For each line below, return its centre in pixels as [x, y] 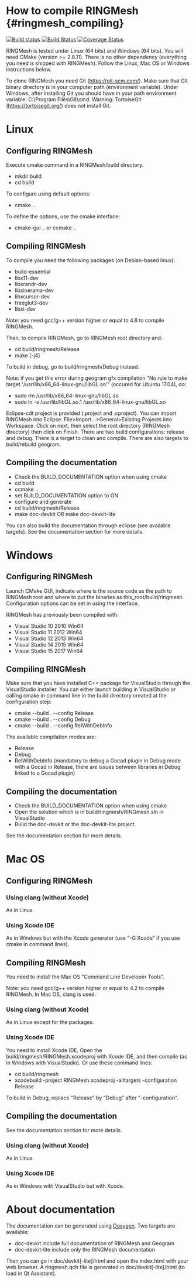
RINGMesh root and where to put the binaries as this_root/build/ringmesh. [95, 597]
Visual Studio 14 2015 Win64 [49, 644]
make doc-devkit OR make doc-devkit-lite [65, 514]
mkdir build [28, 176]
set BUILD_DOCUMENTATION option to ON [66, 495]
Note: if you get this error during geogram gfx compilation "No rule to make [97, 378]
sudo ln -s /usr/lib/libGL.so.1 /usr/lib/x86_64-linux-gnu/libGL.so [90, 401]
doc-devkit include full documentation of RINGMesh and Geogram [94, 1243]
